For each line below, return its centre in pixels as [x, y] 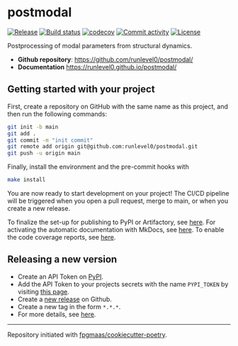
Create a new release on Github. [64, 299]
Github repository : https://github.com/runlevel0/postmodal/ [105, 59]
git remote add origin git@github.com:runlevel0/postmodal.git [103, 147]
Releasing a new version [62, 259]
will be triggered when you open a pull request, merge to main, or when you [118, 201]
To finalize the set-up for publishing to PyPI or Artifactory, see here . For [112, 222]
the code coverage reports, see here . [62, 237]
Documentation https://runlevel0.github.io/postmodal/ [97, 67]
